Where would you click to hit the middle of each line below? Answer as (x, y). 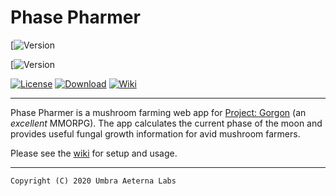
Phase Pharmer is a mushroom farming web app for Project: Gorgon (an (158, 112)
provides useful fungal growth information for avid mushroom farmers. (155, 133)
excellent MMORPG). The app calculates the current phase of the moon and (166, 123)
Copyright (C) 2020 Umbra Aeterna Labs (93, 181)
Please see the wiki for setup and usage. (94, 153)
